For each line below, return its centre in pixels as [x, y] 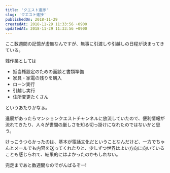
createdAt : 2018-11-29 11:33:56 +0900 [46, 24]
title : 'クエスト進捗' [27, 10]
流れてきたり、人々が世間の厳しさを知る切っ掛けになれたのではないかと [81, 125]
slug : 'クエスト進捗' [26, 15]
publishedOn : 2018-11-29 [31, 19]
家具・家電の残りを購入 [37, 78]
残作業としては [21, 61]
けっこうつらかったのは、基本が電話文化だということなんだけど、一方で [81, 142]
